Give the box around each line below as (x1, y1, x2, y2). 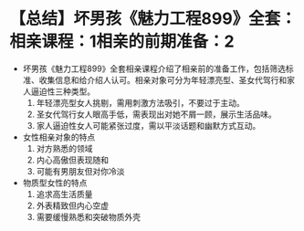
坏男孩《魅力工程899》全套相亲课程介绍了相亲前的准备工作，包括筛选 (22, 63, 286, 74)
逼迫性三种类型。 (30, 86, 96, 97)
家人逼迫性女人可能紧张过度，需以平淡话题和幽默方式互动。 (36, 120, 261, 131)
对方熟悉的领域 (36, 142, 93, 153)
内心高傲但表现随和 (36, 154, 110, 165)
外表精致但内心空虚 (36, 200, 110, 211)
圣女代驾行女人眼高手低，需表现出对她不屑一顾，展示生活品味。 (36, 109, 277, 120)
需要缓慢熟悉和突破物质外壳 (36, 211, 142, 222)
